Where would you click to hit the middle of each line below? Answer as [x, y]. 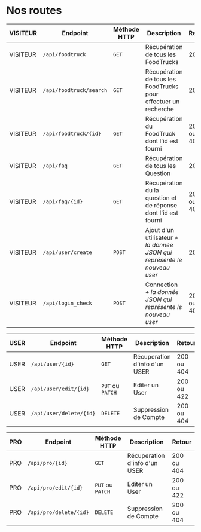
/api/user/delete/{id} [63, 413]
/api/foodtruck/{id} [72, 133]
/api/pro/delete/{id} [58, 512]
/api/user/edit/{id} [60, 389]
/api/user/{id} [52, 364]
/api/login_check [67, 303]
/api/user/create [67, 252]
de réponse [161, 205]
